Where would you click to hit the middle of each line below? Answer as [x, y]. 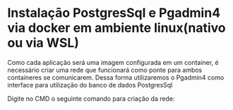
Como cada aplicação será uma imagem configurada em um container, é [113, 62]
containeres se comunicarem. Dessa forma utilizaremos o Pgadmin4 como [116, 77]
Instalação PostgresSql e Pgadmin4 [114, 13]
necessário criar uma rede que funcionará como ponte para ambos [105, 70]
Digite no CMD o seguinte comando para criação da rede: [91, 98]
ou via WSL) [43, 43]
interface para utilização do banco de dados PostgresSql [90, 85]
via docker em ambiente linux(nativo [116, 28]
